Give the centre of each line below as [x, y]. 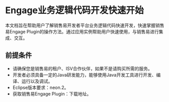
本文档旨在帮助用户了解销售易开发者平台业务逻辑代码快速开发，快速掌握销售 [85, 25]
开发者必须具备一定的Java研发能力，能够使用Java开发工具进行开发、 [84, 75]
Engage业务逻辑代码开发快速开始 [74, 10]
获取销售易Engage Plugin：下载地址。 [52, 93]
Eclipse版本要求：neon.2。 [41, 87]
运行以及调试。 [37, 81]
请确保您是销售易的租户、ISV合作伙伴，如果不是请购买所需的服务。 [82, 68]
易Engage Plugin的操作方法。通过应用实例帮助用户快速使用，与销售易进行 [82, 31]
